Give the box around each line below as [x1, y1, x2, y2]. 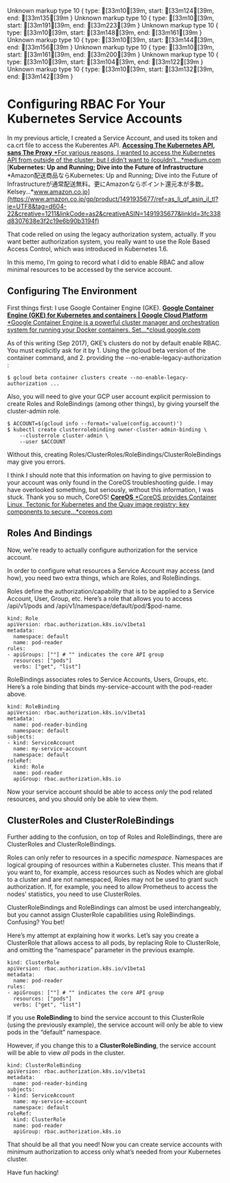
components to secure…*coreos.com [7, 507, 113, 515]
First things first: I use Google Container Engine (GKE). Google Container [7, 303, 214, 312]
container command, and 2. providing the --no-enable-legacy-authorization [7, 353, 222, 361]
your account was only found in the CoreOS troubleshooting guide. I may [7, 478, 214, 487]
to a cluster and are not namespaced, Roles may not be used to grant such [7, 875, 218, 884]
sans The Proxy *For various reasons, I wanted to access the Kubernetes [7, 148, 216, 156]
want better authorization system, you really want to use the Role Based [7, 237, 211, 246]
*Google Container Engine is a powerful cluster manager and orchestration [7, 318, 220, 326]
